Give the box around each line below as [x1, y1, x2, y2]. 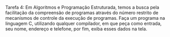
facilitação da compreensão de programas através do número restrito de [5, 10, 159, 16]
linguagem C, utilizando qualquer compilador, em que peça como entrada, [5, 20, 162, 26]
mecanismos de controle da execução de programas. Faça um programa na [5, 15, 165, 21]
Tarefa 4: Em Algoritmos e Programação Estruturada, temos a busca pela [5, 5, 160, 10]
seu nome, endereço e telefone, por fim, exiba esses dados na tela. [5, 26, 147, 32]
